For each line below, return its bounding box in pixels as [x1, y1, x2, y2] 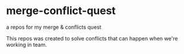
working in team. [6, 41, 47, 48]
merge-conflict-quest [6, 4, 116, 18]
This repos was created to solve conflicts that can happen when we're [6, 35, 178, 42]
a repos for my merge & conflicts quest [6, 23, 102, 31]
